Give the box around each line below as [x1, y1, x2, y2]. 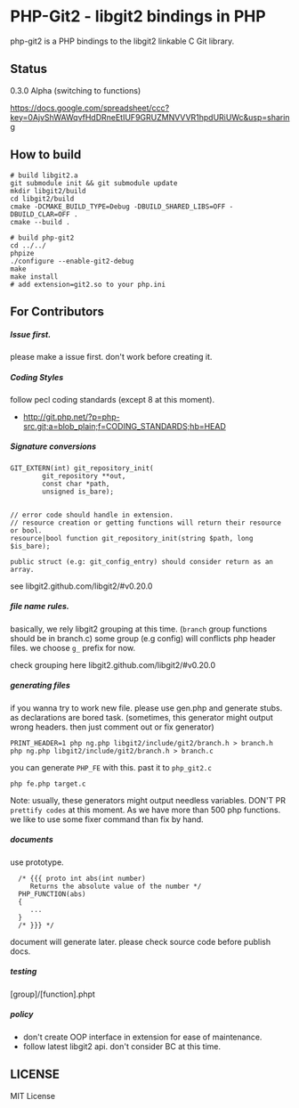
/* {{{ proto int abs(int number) [18, 874, 146, 883]
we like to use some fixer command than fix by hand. [10, 813, 204, 825]
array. [10, 565, 35, 574]
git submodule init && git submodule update [10, 178, 178, 188]
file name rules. [10, 601, 69, 612]
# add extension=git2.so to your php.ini [10, 280, 166, 289]
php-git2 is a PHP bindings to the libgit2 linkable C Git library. [10, 36, 235, 46]
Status [10, 61, 48, 77]
